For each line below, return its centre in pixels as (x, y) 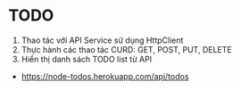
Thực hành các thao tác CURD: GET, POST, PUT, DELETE (127, 49)
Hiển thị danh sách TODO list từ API (87, 59)
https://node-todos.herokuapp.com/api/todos (105, 76)
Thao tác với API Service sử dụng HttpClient (102, 40)
